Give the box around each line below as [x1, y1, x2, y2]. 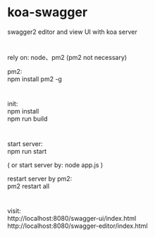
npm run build [7, 114, 48, 123]
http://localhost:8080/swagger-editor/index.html [7, 221, 148, 230]
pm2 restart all [7, 181, 50, 190]
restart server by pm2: [7, 174, 73, 183]
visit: [7, 206, 21, 215]
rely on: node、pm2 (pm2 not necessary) [7, 54, 128, 62]
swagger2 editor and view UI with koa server [7, 28, 137, 36]
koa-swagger [7, 4, 88, 20]
